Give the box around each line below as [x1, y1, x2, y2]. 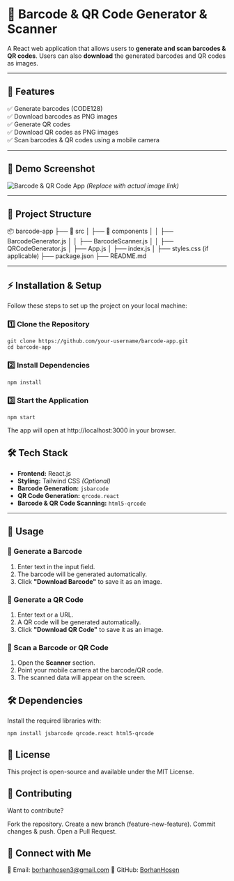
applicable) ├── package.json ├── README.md [7, 252, 147, 260]
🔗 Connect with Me [7, 848, 92, 859]
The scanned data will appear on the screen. [17, 673, 146, 682]
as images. [7, 59, 38, 67]
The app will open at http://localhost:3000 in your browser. [7, 426, 176, 435]
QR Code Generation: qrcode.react [17, 491, 120, 499]
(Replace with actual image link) [86, 181, 180, 190]
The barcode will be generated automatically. [17, 570, 148, 578]
